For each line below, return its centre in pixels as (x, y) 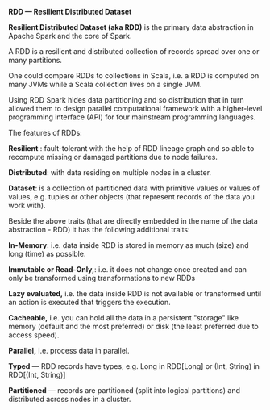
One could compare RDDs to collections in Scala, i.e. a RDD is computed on (134, 75)
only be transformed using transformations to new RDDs (102, 278)
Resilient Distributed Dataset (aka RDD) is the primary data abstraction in (131, 27)
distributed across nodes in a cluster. (70, 399)
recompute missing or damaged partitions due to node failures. (113, 157)
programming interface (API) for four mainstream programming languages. (132, 117)
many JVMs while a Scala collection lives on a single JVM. (105, 84)
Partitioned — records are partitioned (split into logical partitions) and (124, 390)
